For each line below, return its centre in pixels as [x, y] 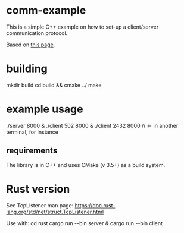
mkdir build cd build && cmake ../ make [54, 85]
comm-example [46, 10]
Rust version [38, 189]
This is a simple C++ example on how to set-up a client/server [82, 27]
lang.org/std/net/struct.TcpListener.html [55, 212]
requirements [32, 151]
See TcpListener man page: [40, 205]
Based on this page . [31, 45]
